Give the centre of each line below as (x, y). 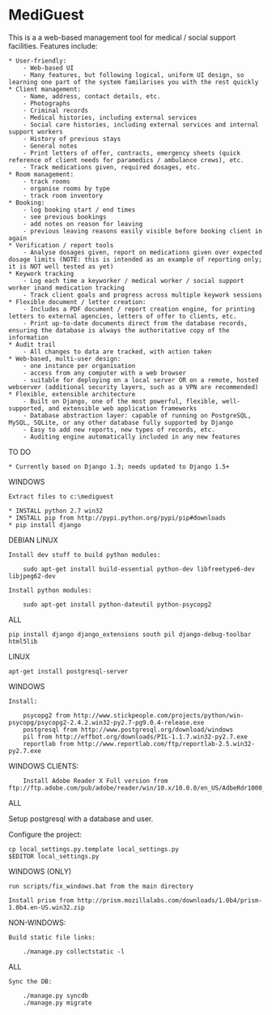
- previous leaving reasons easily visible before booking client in (143, 231)
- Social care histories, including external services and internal (141, 124)
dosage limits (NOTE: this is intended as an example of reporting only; (136, 259)
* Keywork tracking (41, 273)
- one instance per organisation (79, 366)
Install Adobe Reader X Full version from (96, 781)
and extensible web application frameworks (123, 408)
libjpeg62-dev (32, 576)
